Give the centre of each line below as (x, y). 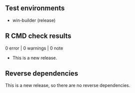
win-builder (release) (34, 20)
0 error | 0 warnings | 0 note (34, 48)
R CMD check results (38, 36)
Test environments (35, 8)
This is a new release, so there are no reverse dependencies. (68, 85)
